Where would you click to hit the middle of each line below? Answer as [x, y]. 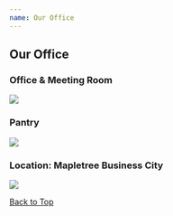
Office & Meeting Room [61, 80]
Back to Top [32, 202]
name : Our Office [42, 18]
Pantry [24, 123]
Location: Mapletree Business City [86, 165]
